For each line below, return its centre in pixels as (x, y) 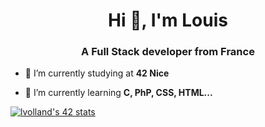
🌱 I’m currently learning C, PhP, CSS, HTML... (118, 93)
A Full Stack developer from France (168, 52)
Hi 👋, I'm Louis (168, 20)
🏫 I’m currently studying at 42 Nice (97, 73)
